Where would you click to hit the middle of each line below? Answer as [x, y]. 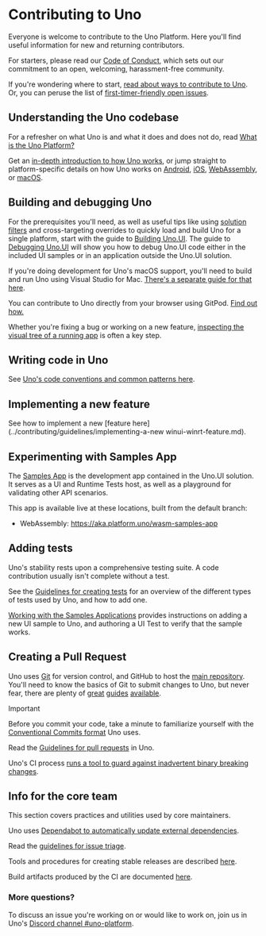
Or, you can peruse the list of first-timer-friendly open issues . [108, 92]
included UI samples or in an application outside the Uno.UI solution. [120, 255]
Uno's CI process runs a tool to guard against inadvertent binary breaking [128, 763]
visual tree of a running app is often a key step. [85, 335]
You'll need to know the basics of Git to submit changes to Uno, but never [129, 684]
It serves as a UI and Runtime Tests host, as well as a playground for [120, 484]
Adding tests [40, 548]
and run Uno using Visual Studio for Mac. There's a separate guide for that [130, 279]
